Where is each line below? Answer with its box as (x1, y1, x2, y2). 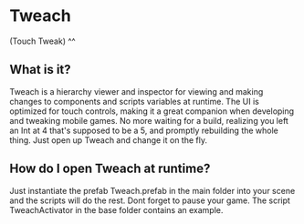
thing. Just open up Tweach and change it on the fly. (9, 134, 208, 146)
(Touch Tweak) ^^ (9, 36, 76, 46)
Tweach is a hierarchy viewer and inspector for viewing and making (9, 86, 264, 97)
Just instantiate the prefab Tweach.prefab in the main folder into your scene (9, 185, 296, 196)
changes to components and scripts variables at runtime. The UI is (9, 96, 260, 107)
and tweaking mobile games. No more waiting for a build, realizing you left (9, 115, 289, 126)
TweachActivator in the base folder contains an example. (9, 204, 224, 215)
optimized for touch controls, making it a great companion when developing (9, 106, 295, 117)
